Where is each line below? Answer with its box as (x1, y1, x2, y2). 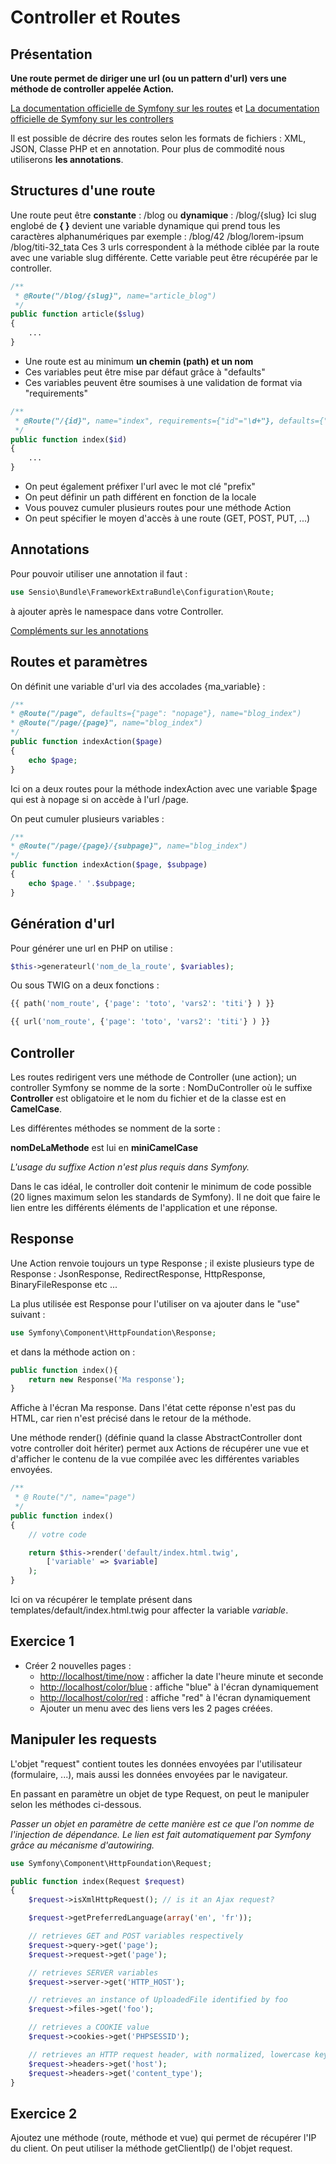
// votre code (28, 1529, 87, 1540)
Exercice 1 (10, 1633, 75, 1650)
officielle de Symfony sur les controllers (10, 113, 174, 125)
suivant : (10, 1308, 46, 1320)
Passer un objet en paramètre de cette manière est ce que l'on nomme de (10, 1817, 315, 1830)
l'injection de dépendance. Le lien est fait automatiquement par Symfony (10, 1828, 312, 1840)
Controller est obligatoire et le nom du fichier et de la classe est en (10, 1092, 287, 1104)
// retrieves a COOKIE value (28, 2022, 150, 2033)
